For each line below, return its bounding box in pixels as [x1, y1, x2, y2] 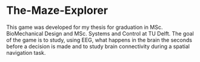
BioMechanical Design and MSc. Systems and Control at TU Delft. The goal [6, 29, 194, 37]
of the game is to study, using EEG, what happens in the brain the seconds [6, 36, 193, 43]
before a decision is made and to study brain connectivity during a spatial [6, 43, 190, 50]
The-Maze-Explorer [6, 4, 108, 17]
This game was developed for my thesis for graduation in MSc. [6, 23, 163, 31]
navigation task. [6, 49, 46, 56]
